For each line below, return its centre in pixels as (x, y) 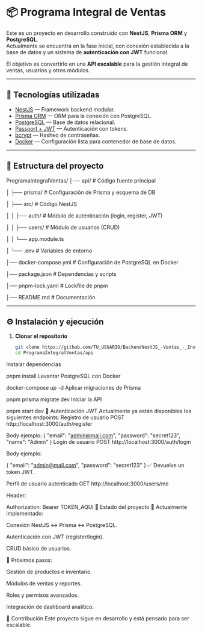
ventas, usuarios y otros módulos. (48, 70)
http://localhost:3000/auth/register (49, 424)
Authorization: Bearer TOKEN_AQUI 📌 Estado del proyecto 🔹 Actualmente (97, 507)
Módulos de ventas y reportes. (44, 584)
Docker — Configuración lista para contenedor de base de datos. (96, 141)
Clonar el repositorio (41, 336)
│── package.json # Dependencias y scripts (61, 274)
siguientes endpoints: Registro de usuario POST (66, 417)
